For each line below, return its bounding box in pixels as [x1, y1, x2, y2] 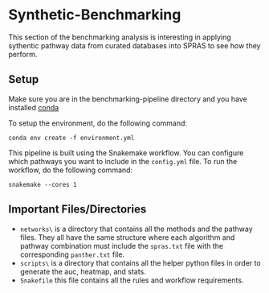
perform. [8, 49, 38, 59]
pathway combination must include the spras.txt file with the [19, 241, 223, 250]
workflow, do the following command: [8, 165, 133, 175]
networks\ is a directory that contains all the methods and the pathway [19, 224, 253, 233]
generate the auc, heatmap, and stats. [19, 266, 146, 276]
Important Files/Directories [8, 203, 147, 217]
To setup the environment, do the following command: [8, 118, 187, 128]
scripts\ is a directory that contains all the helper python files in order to [19, 258, 261, 267]
